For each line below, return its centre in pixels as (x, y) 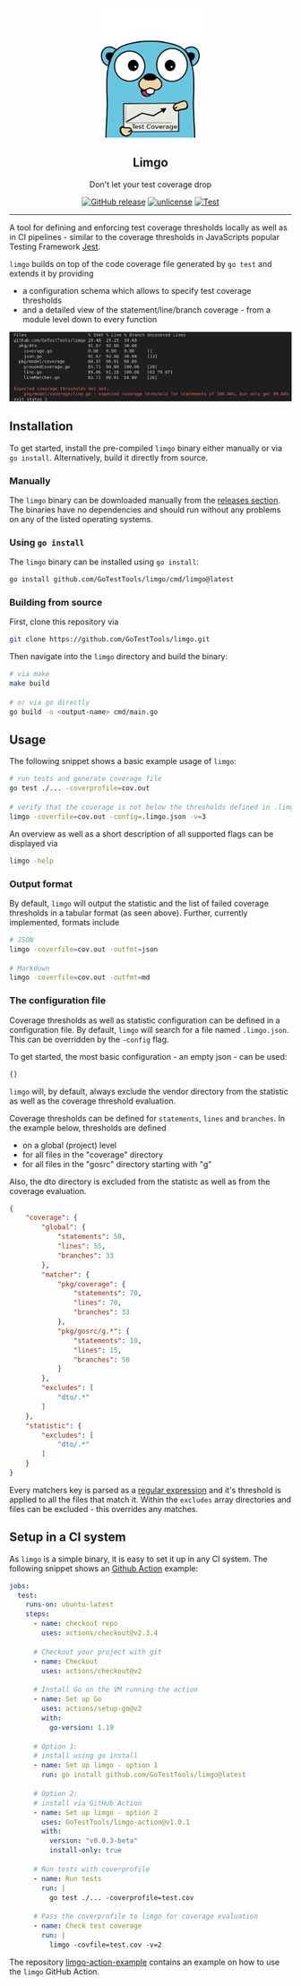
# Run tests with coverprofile (91, 1869)
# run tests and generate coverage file (86, 779)
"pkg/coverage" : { (91, 1284)
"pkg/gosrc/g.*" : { (93, 1331)
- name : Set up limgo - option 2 (95, 1812)
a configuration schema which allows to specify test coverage (137, 290)
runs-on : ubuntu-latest (70, 1605)
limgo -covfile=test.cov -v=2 (106, 1945)
